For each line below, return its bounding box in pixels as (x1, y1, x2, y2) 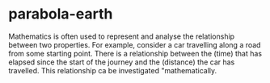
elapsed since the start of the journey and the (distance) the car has (8, 57, 235, 67)
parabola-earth (8, 5, 113, 23)
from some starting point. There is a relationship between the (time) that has (8, 48, 263, 58)
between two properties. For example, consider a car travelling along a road (8, 39, 261, 49)
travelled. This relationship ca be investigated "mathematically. (8, 65, 217, 75)
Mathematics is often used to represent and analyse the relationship (8, 31, 235, 41)
